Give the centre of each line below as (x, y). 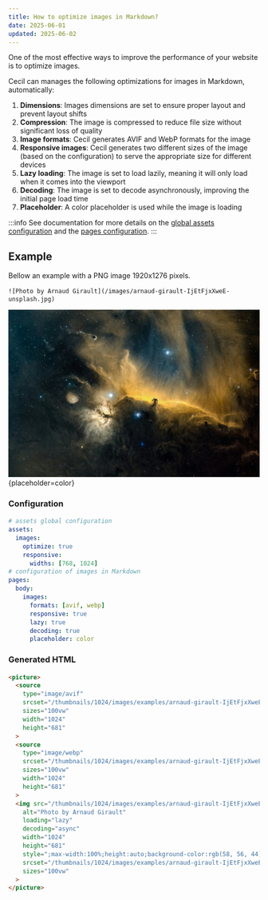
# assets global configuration (60, 521)
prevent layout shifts (53, 114)
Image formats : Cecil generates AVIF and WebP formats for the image (135, 139)
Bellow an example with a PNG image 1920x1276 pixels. (100, 276)
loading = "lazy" (48, 820)
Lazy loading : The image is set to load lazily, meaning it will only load (134, 173)
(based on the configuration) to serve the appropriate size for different (136, 157)
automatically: (31, 90)
